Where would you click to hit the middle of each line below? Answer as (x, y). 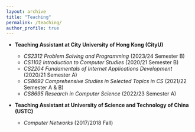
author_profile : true (33, 28)
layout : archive (26, 11)
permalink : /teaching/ (34, 22)
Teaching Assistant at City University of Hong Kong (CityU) (89, 45)
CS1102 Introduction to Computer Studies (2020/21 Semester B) (101, 62)
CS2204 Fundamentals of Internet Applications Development (98, 69)
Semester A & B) (43, 88)
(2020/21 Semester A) (51, 75)
